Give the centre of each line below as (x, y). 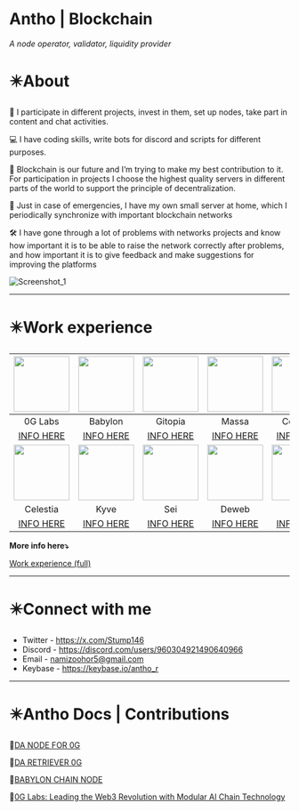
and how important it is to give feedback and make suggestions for (132, 254)
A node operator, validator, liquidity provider (90, 44)
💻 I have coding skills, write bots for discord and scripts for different (135, 139)
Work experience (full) (50, 563)
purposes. (28, 152)
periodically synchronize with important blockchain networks (121, 214)
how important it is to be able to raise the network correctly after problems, (147, 245)
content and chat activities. (59, 121)
